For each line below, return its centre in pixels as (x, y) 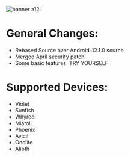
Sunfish (24, 110)
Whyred (25, 117)
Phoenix (25, 129)
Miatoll (23, 123)
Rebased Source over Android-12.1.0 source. (70, 50)
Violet (22, 104)
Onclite (24, 142)
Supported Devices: (57, 88)
